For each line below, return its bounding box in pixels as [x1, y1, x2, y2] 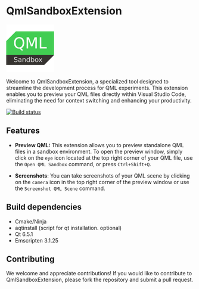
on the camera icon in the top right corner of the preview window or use [14, 178, 189, 185]
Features [6, 126, 40, 136]
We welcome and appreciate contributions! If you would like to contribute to [6, 270, 192, 277]
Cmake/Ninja [14, 217, 47, 225]
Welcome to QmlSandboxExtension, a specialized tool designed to [6, 77, 169, 85]
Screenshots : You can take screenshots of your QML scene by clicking [14, 172, 190, 179]
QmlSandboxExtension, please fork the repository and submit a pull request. [6, 276, 194, 284]
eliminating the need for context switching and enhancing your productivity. [6, 97, 192, 104]
